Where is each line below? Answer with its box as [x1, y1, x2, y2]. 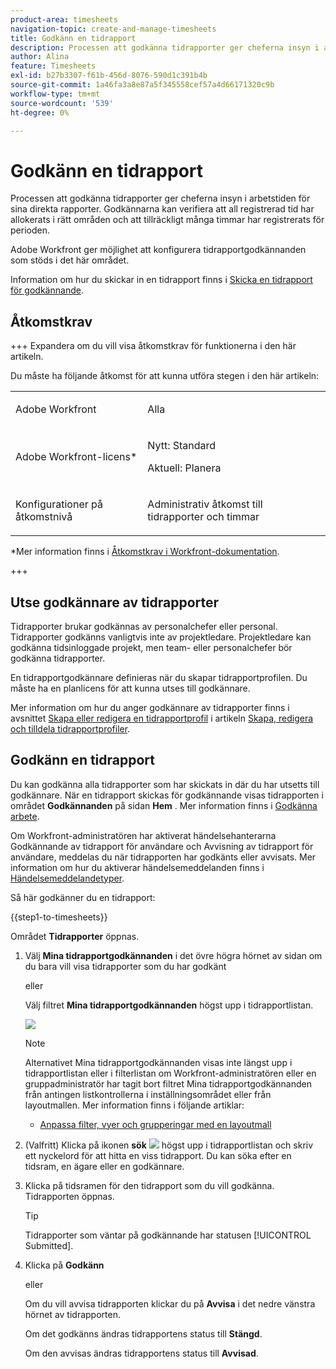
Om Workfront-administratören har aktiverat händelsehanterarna [10, 829, 277, 841]
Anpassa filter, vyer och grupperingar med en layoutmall [39, 1118, 272, 1130]
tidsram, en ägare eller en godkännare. [24, 1160, 185, 1172]
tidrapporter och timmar [147, 510, 260, 524]
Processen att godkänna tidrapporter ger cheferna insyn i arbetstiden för [10, 192, 311, 205]
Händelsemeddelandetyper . [10, 872, 125, 884]
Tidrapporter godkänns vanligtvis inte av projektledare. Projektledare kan [10, 631, 312, 643]
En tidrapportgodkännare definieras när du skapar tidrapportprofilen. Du [10, 671, 308, 683]
